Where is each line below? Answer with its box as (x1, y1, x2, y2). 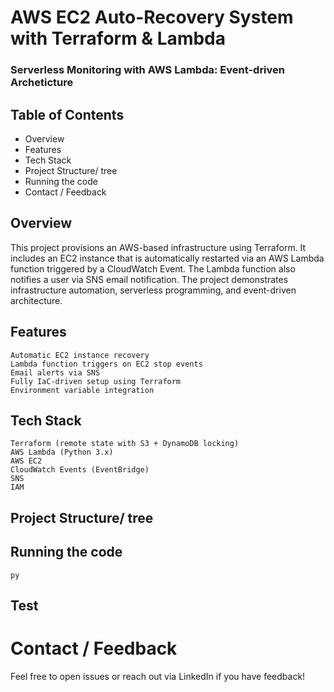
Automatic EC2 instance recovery (10, 350, 150, 360)
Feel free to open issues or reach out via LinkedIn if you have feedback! (10, 670, 306, 682)
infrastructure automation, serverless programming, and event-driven (10, 284, 297, 296)
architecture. (10, 294, 63, 306)
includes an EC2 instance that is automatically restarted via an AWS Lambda (10, 252, 325, 264)
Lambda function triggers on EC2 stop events (10, 359, 203, 369)
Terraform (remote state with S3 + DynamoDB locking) (10, 439, 240, 449)
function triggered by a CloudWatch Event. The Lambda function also (10, 262, 296, 275)
